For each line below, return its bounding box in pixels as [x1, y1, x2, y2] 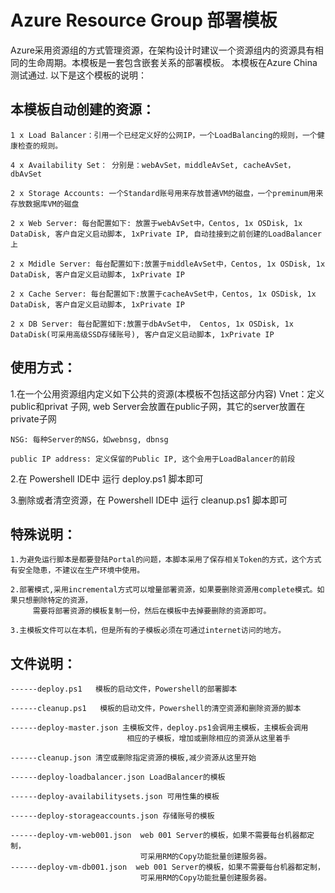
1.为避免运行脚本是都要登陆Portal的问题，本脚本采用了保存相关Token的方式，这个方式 [10, 555, 322, 565]
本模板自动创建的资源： [10, 101, 155, 118]
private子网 [10, 412, 57, 425]
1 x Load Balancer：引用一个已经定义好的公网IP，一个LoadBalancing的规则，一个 [10, 130, 318, 140]
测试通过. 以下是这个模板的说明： [10, 69, 147, 81]
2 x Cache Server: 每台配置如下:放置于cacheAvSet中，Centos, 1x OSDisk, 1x [10, 289, 317, 299]
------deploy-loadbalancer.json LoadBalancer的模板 [10, 772, 226, 783]
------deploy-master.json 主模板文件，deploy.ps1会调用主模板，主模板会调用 [10, 723, 309, 733]
